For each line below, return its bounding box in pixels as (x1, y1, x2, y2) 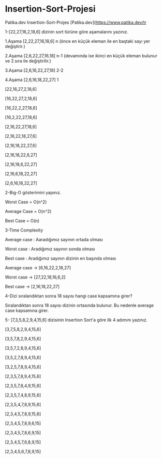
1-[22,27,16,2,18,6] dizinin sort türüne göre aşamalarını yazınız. (5, 29, 129, 34)
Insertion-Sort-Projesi (5, 3, 96, 15)
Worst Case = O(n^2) (5, 199, 47, 205)
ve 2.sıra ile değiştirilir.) (5, 58, 52, 64)
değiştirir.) (5, 43, 26, 49)
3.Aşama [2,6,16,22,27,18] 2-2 (5, 67, 64, 73)
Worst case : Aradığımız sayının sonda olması (5, 246, 95, 252)
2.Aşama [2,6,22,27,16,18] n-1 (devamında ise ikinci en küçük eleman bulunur (5, 52, 158, 59)
